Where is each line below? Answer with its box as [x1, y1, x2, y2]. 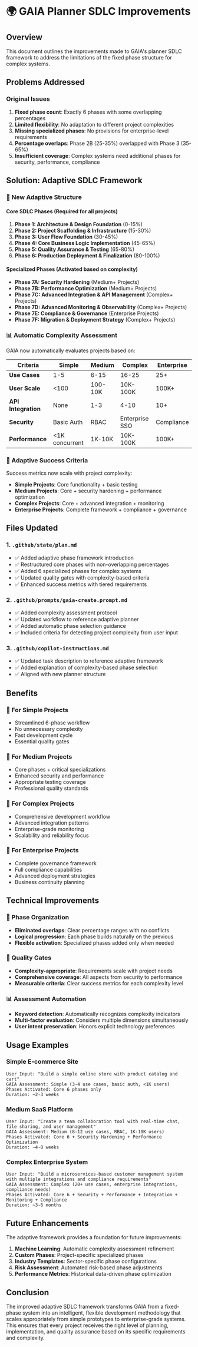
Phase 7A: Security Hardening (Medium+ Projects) [14, 279, 140, 286]
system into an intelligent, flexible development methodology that [22, 1309, 181, 1316]
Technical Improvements [6, 896, 100, 906]
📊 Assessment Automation [6, 995, 87, 1003]
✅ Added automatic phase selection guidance [14, 622, 127, 629]
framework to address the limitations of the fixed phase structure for [6, 54, 172, 61]
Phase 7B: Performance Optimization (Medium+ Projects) [14, 285, 157, 292]
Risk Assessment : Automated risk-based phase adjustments [14, 1264, 163, 1271]
